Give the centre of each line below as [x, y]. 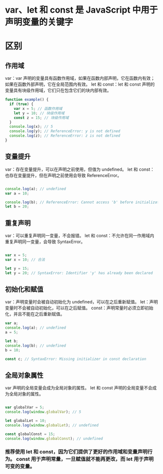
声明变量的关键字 [39, 22]
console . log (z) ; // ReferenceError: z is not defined [65, 136]
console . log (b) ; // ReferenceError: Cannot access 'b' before [69, 202]
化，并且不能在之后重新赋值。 [35, 314]
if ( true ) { [22, 104]
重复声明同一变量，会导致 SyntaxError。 [45, 242]
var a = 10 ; [17, 193]
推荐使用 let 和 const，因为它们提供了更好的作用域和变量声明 [76, 452]
